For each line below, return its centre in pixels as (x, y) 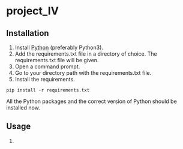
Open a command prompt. (47, 66)
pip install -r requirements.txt (48, 90)
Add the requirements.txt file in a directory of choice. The (86, 54)
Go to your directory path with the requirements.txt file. (83, 73)
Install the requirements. (45, 79)
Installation (28, 33)
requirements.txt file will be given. (57, 60)
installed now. (23, 108)
